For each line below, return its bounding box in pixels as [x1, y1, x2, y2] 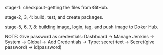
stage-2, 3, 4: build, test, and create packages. [5, 14, 103, 20]
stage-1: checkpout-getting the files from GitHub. [5, 5, 108, 10]
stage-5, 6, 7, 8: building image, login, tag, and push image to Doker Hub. [5, 24, 159, 30]
